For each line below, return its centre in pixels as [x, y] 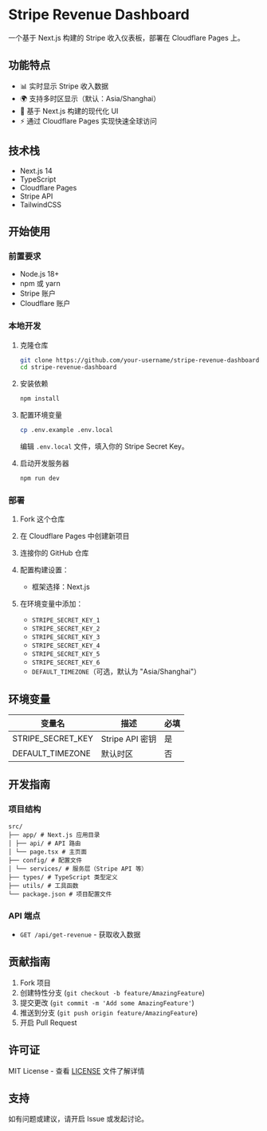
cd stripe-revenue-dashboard [68, 367]
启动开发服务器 [44, 463]
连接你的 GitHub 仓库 [54, 553]
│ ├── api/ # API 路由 [45, 843]
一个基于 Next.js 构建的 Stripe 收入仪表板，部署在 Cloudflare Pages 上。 [126, 37]
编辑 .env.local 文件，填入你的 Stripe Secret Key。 [104, 446]
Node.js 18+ [39, 274]
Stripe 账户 [37, 293]
